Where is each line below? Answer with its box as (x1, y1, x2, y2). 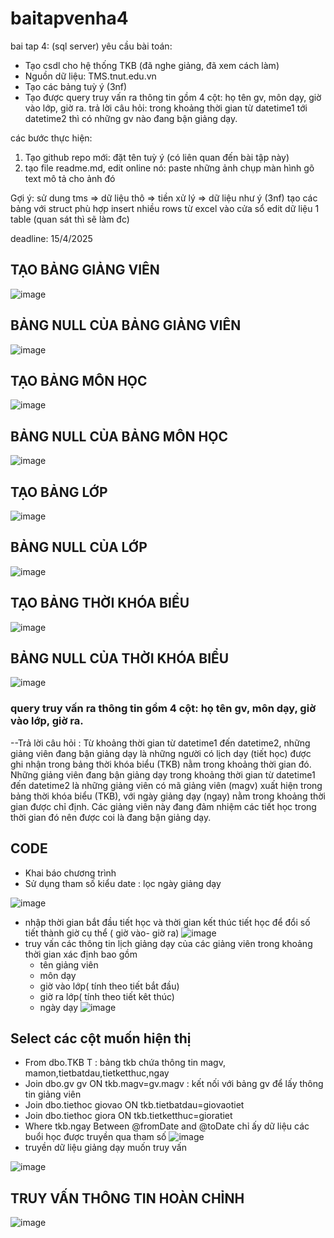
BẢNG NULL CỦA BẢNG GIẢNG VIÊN (10, 317, 242, 334)
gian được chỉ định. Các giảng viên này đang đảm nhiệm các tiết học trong (10, 800, 317, 812)
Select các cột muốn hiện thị (10, 1030, 192, 1047)
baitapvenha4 (10, 7, 129, 30)
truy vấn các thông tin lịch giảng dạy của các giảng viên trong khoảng (24, 937, 313, 949)
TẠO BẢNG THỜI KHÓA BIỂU (10, 595, 190, 612)
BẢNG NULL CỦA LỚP (10, 539, 148, 556)
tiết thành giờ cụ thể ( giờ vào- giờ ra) (24, 927, 180, 939)
